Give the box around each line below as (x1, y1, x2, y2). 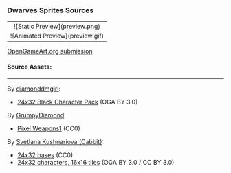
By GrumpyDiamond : (7, 111, 67, 119)
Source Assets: (7, 62, 52, 71)
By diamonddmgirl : (7, 84, 61, 93)
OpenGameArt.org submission (7, 47, 93, 55)
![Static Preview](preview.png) (13, 23, 101, 31)
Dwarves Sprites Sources (7, 5, 94, 15)
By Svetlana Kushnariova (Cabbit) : (7, 138, 104, 146)
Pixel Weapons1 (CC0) (16, 124, 80, 132)
